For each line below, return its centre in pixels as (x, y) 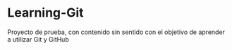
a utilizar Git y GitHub (38, 39)
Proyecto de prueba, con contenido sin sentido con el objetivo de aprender (116, 32)
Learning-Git (45, 13)
